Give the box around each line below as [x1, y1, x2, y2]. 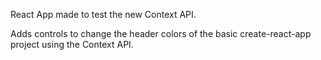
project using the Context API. [10, 39, 134, 50]
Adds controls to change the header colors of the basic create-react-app [10, 28, 312, 39]
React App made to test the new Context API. [10, 9, 197, 20]
